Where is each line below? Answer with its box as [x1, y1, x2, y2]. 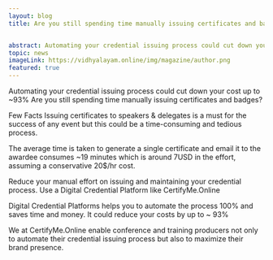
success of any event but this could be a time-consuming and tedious [8, 119, 242, 128]
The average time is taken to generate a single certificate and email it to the [8, 144, 262, 153]
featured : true [8, 64, 60, 72]
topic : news [8, 49, 49, 57]
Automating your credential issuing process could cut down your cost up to [8, 86, 261, 96]
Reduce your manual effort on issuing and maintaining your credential [8, 176, 242, 186]
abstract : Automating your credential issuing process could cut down [8, 41, 253, 50]
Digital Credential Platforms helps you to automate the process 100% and [8, 201, 253, 210]
